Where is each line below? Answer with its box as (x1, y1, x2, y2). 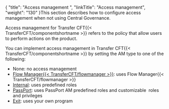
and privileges (12, 93, 43, 98)
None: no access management (12, 66, 77, 72)
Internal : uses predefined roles (12, 82, 77, 88)
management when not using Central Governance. (5, 15, 111, 21)
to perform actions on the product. (5, 35, 78, 41)
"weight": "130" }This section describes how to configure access (5, 10, 141, 16)
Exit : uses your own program (12, 98, 73, 104)
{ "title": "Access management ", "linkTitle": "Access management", (5, 5, 146, 10)
